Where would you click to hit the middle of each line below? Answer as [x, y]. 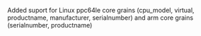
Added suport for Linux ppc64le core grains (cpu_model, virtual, [101, 10]
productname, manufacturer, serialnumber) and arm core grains [100, 18]
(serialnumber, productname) [50, 25]
